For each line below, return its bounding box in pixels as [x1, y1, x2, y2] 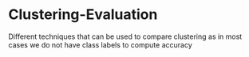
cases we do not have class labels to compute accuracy [8, 40, 193, 49]
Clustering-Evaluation [8, 6, 158, 24]
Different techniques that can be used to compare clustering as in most [8, 32, 243, 41]
